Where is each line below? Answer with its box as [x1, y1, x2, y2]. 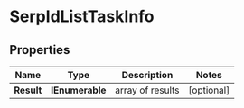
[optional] [188, 84, 230, 96]
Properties [9, 42, 70, 58]
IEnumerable [51, 84, 107, 96]
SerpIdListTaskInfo [9, 6, 155, 27]
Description [121, 69, 174, 81]
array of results [115, 84, 180, 96]
